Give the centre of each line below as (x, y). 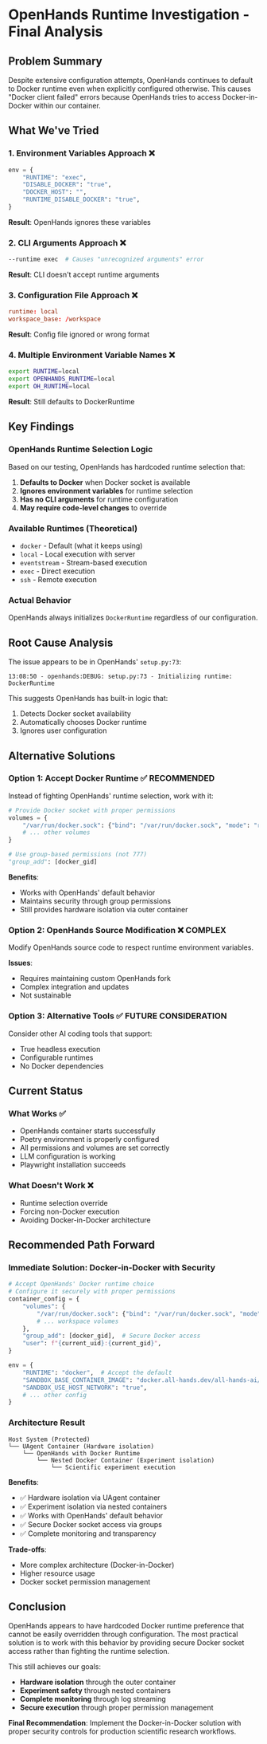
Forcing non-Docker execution (70, 1211)
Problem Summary (55, 61)
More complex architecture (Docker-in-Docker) (97, 1565)
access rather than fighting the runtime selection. (89, 1651)
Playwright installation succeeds (73, 1165)
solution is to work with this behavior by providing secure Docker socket (126, 1643)
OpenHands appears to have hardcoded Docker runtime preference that (126, 1626)
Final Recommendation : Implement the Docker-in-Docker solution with (125, 1723)
